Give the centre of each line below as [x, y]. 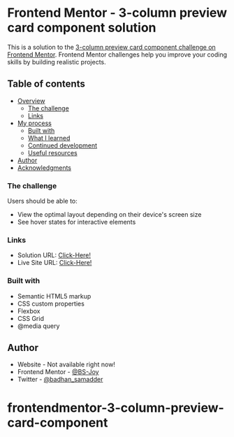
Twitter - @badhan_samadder [60, 380]
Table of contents [46, 84]
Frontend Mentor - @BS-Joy [58, 372]
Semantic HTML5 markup [54, 296]
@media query [38, 326]
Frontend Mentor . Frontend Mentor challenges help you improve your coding [117, 55]
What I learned [49, 138]
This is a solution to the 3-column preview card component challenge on [112, 47]
